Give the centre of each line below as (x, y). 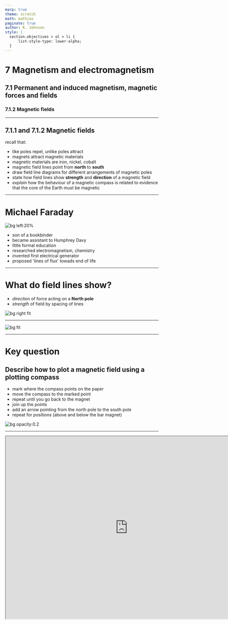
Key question (32, 352)
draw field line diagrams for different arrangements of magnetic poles (82, 172)
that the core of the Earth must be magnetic (56, 188)
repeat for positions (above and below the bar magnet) (67, 415)
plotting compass (32, 377)
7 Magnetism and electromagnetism (80, 70)
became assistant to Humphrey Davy (49, 240)
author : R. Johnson (25, 28)
